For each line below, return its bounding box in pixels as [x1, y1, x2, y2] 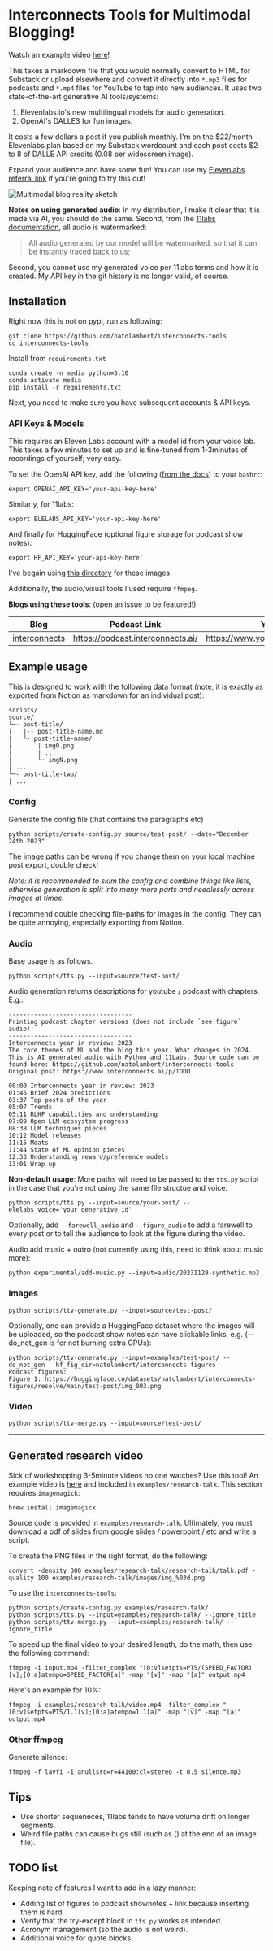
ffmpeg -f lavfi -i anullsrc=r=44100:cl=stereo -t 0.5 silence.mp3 [8, 1768, 242, 1776]
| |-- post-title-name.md [8, 727, 104, 735]
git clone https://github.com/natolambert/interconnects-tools [8, 332, 227, 340]
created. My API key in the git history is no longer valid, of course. [8, 271, 229, 281]
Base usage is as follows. [8, 956, 93, 966]
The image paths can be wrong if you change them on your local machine [8, 851, 256, 861]
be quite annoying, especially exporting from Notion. [8, 917, 184, 928]
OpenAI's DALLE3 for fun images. [19, 115, 133, 125]
